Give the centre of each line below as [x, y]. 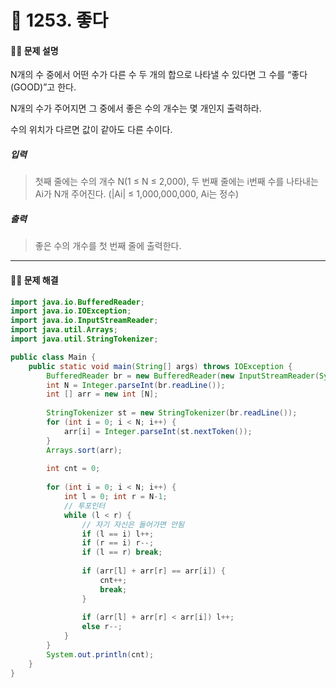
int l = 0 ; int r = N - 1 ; [115, 497]
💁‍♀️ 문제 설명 [34, 50]
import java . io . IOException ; [71, 311]
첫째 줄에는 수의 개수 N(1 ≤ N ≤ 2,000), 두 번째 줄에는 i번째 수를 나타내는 [176, 182]
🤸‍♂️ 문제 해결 [34, 280]
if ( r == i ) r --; [118, 543]
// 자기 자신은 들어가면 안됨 [133, 524]
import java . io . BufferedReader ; [77, 302]
